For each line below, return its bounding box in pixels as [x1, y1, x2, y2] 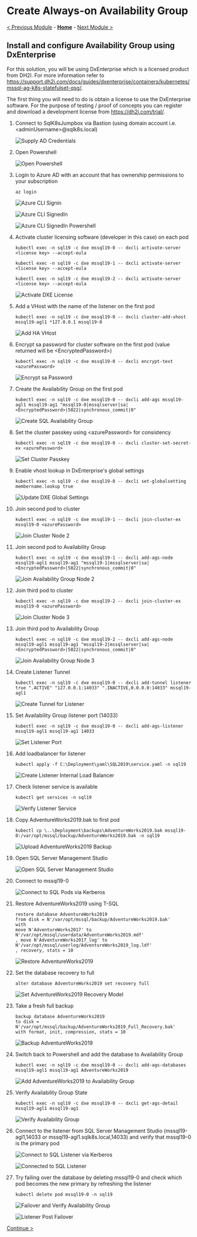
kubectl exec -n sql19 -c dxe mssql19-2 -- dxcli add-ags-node [15, 636, 174, 642]
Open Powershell [15, 148, 57, 155]
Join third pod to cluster [15, 586, 73, 594]
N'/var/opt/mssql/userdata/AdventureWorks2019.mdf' [15, 932, 144, 938]
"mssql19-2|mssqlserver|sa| [80, 641, 150, 648]
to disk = [15, 1019, 40, 1025]
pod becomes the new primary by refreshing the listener [15, 1180, 152, 1187]
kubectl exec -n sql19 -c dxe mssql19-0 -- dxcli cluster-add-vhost [15, 314, 186, 320]
